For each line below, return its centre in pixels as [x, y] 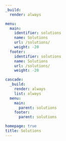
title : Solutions [23, 131]
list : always [28, 94]
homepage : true [21, 126]
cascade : [14, 80]
